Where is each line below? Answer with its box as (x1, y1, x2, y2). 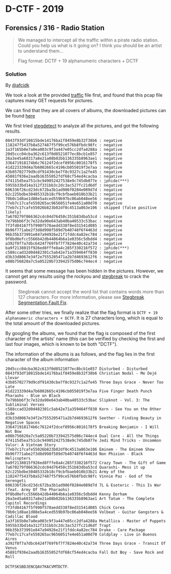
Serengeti (5, 478, 27, 483)
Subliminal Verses (5, 402, 45, 407)
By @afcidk (5, 82, 30, 89)
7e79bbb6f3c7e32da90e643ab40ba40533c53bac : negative (5, 218, 123, 224)
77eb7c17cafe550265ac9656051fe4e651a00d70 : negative (5, 201, 123, 206)
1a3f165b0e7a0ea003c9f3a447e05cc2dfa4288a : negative (5, 147, 123, 152)
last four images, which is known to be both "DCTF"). (5, 341, 118, 347)
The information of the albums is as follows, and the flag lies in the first (5, 351, 155, 357)
